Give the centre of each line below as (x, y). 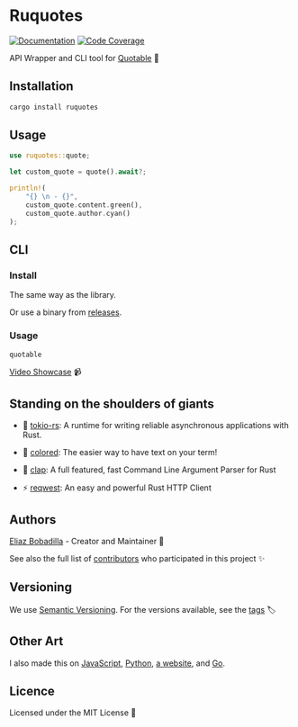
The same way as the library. (63, 295)
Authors (33, 520)
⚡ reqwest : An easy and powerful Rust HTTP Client (117, 488)
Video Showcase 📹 (46, 372)
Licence (32, 691)
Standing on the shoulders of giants (112, 404)
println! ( (28, 188)
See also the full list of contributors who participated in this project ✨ (137, 559)
